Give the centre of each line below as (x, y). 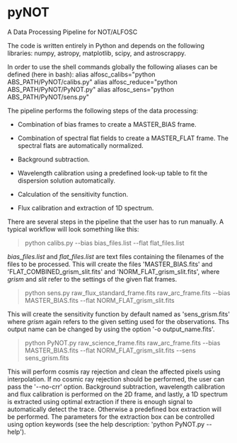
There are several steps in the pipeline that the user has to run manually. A (116, 221)
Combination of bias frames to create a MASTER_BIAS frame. (107, 124)
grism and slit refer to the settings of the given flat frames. (92, 279)
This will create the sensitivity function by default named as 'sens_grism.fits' (118, 314)
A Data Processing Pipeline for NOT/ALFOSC (73, 32)
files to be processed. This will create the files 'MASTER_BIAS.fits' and (110, 264)
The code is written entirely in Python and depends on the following (106, 45)
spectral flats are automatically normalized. (80, 145)
